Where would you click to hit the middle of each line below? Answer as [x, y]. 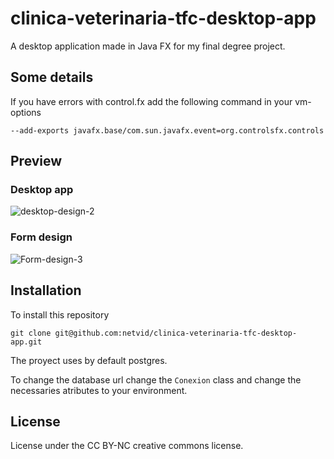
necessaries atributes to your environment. [99, 390]
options [26, 112]
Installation [46, 290]
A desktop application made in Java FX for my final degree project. [148, 46]
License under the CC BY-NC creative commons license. [127, 446]
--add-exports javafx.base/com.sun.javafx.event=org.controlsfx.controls [167, 130]
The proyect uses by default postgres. [89, 360]
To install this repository [60, 314]
